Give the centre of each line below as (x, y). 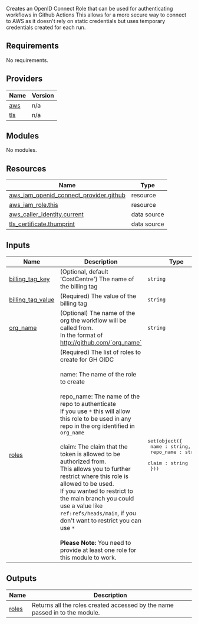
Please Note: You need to (95, 543)
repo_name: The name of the (100, 396)
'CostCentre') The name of (97, 279)
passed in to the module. (66, 612)
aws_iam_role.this (34, 205)
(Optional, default (84, 272)
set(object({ (165, 441)
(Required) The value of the (98, 296)
